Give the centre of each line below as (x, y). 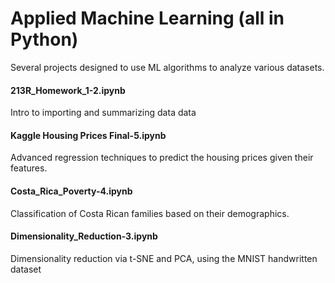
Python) (44, 39)
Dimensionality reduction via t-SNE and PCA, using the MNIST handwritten (164, 258)
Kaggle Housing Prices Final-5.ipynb (88, 135)
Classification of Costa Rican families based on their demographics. (150, 213)
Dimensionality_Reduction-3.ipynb (84, 236)
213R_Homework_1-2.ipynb (68, 90)
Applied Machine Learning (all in (147, 18)
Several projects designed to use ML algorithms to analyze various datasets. (167, 67)
